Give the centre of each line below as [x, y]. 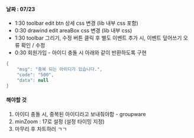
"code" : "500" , [35, 75]
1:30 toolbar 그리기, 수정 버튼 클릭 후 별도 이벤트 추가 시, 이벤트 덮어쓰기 [98, 38]
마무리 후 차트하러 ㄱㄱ [41, 129]
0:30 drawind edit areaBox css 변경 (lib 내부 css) [73, 31]
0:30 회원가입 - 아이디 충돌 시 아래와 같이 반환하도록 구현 [80, 52]
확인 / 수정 [33, 45]
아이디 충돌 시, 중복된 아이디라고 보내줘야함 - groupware [80, 114]
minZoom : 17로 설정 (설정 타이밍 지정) [59, 121]
